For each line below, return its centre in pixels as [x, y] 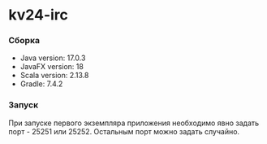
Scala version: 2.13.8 [54, 76]
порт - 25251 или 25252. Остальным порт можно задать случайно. [124, 131]
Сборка [24, 41]
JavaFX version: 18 [52, 67]
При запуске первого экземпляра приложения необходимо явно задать [134, 123]
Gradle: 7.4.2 [41, 84]
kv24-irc [39, 15]
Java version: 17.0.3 [53, 58]
